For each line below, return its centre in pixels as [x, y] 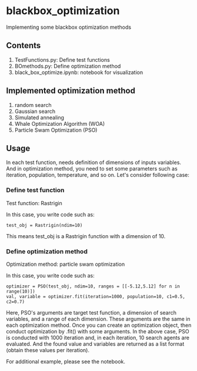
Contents [24, 46]
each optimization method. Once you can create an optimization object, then [99, 325]
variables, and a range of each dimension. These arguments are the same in [98, 319]
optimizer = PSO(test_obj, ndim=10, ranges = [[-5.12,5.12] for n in [93, 286]
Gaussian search [35, 111]
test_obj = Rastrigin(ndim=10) [44, 225]
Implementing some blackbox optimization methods [69, 27]
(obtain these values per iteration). [48, 350]
